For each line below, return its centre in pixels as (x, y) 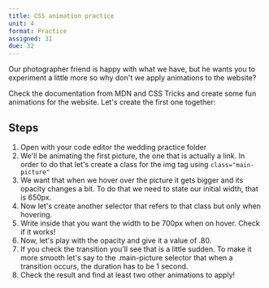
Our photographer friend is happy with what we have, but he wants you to (132, 69)
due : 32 (22, 46)
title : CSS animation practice (61, 16)
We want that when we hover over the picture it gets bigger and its (132, 180)
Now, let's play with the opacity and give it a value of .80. (116, 240)
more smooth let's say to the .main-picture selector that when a (126, 257)
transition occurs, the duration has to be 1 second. (104, 266)
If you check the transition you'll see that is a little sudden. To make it (136, 249)
